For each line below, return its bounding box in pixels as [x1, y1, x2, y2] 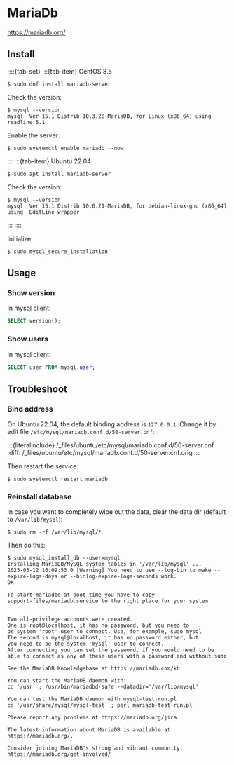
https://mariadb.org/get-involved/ [7, 751, 111, 758]
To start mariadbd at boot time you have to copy [7, 591, 156, 599]
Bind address [7, 404, 54, 414]
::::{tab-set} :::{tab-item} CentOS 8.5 [7, 67, 112, 75]
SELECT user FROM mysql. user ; [7, 363, 96, 371]
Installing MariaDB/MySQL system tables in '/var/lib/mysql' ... [7, 561, 202, 568]
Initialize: [7, 234, 33, 243]
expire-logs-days [7, 573, 58, 580]
